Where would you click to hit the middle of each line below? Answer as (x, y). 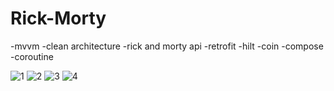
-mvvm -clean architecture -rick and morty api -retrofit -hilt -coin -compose (167, 46)
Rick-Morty (58, 18)
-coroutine (32, 56)
